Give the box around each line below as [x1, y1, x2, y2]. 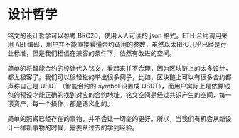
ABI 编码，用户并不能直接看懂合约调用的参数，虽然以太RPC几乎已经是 [15, 40, 221, 48]
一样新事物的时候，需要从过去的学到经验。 [13, 123, 139, 132]
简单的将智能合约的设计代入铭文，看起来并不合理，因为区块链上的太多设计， [7, 64, 232, 72]
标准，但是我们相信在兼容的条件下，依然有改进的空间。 [13, 49, 176, 57]
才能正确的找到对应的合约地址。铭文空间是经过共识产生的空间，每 [31, 90, 225, 99]
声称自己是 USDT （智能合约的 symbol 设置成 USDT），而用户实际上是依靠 [7, 81, 224, 90]
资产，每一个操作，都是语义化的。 [13, 99, 114, 108]
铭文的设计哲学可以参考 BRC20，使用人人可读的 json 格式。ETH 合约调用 [7, 31, 222, 40]
